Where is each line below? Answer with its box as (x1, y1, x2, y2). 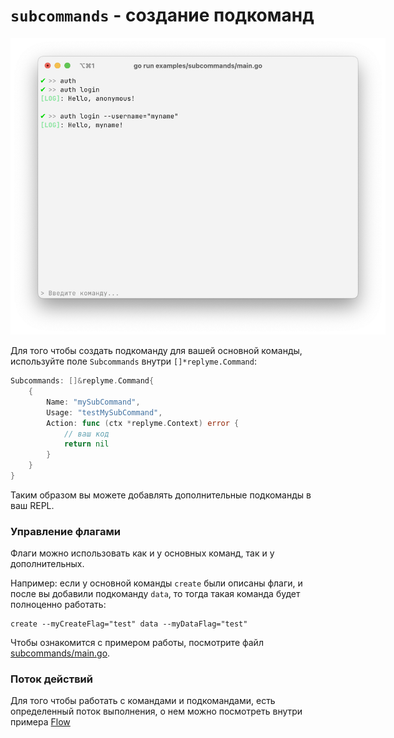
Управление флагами (10, 524, 121, 538)
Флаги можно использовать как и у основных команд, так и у (10, 547, 275, 559)
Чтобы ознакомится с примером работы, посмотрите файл (10, 637, 264, 649)
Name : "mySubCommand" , (46, 397, 141, 407)
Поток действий (10, 672, 93, 686)
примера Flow (10, 716, 71, 728)
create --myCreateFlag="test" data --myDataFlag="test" (10, 619, 248, 629)
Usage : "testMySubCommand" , (46, 407, 163, 418)
